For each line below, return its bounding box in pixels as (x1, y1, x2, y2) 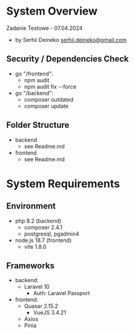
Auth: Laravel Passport (33, 290, 90, 297)
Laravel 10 (24, 283, 50, 290)
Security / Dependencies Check (6, 54, 129, 64)
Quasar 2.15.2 (24, 302, 59, 310)
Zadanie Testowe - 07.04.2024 (6, 24, 83, 32)
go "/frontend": (15, 70, 53, 77)
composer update (24, 102, 68, 110)
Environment (6, 201, 56, 211)
